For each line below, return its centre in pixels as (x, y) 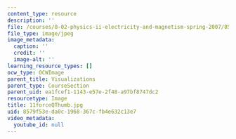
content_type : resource (42, 14)
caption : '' (31, 46)
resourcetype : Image (38, 99)
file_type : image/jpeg (40, 33)
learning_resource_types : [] (50, 66)
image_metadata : (31, 40)
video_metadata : (31, 118)
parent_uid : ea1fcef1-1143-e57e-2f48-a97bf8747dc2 (83, 92)
